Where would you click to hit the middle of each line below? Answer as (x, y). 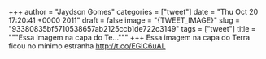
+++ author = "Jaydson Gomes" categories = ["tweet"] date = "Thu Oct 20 (133, 12)
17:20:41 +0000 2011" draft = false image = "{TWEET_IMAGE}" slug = (124, 20)
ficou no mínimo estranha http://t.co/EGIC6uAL (87, 46)
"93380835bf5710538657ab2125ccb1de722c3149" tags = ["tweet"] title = (132, 29)
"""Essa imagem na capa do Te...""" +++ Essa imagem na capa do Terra (129, 37)
